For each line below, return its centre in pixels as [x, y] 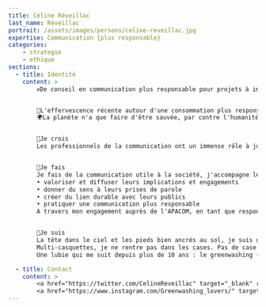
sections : [25, 67]
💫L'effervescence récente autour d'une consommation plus [134, 110]
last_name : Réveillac [44, 23]
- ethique [39, 60]
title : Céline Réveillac [49, 15]
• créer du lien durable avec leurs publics [111, 197]
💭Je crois [53, 139]
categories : [28, 45]
